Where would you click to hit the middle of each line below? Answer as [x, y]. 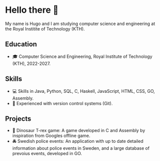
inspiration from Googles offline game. [51, 136]
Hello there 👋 [32, 10]
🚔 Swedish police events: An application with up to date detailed [78, 141]
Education [21, 44]
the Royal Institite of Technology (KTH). [45, 28]
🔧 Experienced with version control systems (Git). [63, 103]
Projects [18, 119]
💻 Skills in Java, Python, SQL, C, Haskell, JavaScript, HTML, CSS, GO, [83, 91]
